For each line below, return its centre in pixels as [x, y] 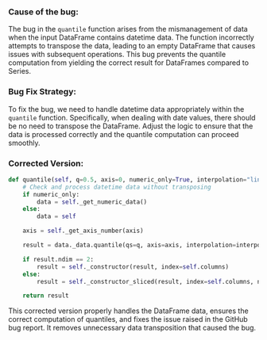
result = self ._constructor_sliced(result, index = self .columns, [145, 281]
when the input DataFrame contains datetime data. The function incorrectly [131, 37]
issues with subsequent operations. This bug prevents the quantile [117, 55]
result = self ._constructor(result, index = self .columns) [133, 267]
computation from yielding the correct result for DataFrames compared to [128, 63]
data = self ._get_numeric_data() [92, 202]
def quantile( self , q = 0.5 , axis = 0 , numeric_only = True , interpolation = [128, 180]
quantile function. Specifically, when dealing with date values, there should [132, 117]
